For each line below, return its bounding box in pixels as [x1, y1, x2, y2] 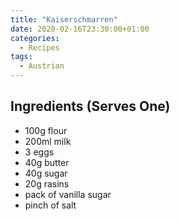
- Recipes [19, 42, 60, 53]
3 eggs [24, 146, 55, 158]
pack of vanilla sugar [24, 188, 112, 200]
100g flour [24, 124, 68, 136]
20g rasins [24, 177, 70, 190]
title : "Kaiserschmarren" [10, 14, 118, 25]
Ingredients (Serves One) [10, 98, 171, 115]
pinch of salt [24, 199, 77, 211]
